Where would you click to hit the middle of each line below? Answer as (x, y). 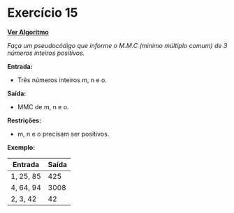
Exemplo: (21, 147)
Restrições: (24, 120)
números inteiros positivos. (46, 53)
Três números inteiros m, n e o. (62, 80)
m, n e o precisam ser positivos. (63, 134)
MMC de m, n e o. (43, 106)
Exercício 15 (43, 13)
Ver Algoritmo (28, 32)
